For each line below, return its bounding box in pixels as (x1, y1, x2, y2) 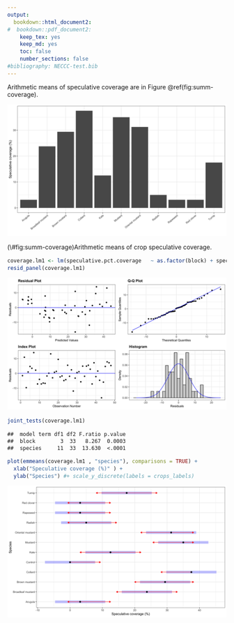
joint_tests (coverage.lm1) (7, 417, 86, 424)
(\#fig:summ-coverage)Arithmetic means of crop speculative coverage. (7, 243, 212, 251)
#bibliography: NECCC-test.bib (7, 63, 98, 70)
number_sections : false (19, 56, 89, 63)
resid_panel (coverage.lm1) (7, 264, 86, 271)
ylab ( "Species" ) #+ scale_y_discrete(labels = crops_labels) (13, 472, 195, 479)
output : (7, 11, 30, 18)
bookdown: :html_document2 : (13, 18, 92, 26)
